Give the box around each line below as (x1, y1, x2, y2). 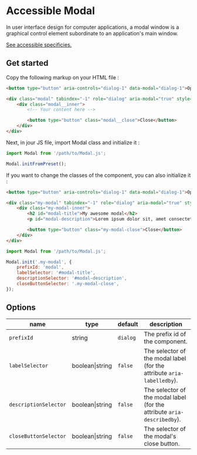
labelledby (143, 377, 174, 384)
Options (6, 303, 36, 313)
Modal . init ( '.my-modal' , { (6, 259, 72, 265)
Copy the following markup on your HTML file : (6, 73, 119, 81)
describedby (143, 416, 177, 423)
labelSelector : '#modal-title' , (16, 270, 96, 276)
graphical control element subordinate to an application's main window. (6, 29, 179, 36)
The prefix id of (143, 330, 186, 338)
